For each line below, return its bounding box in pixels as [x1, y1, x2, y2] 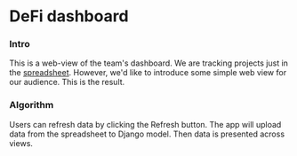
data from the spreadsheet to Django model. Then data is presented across [9, 129, 285, 139]
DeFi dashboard [9, 6, 129, 27]
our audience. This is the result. [9, 77, 125, 88]
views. [9, 137, 34, 148]
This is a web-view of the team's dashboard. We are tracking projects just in [9, 58, 289, 68]
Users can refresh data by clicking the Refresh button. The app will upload [9, 119, 282, 129]
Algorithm [9, 99, 54, 112]
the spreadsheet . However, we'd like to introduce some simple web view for [9, 67, 287, 78]
